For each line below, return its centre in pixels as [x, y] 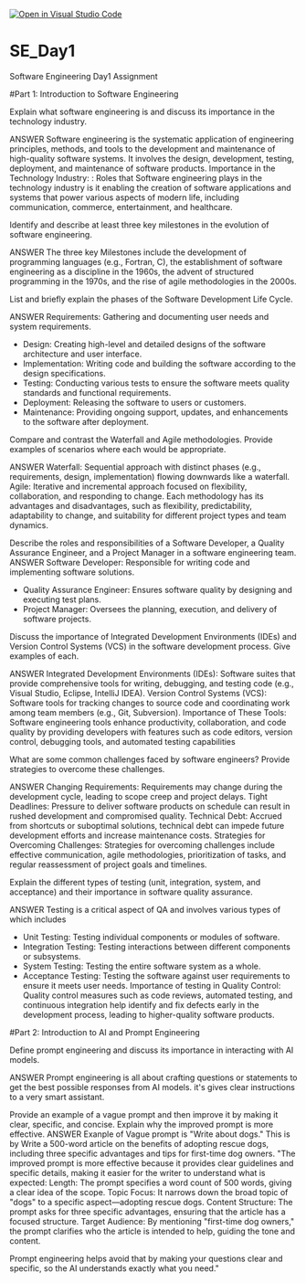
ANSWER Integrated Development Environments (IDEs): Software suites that [153, 673]
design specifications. [64, 373]
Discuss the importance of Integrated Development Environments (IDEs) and [153, 636]
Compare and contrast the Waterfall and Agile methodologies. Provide [141, 440]
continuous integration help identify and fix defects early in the [141, 1004]
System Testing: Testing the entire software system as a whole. [142, 966]
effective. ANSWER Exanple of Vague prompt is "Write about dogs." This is [150, 1134]
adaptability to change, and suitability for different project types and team [148, 515]
